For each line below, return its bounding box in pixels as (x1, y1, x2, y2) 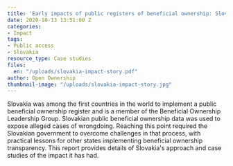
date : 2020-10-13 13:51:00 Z (7, 17, 92, 24)
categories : (7, 23, 42, 30)
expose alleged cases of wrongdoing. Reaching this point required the (7, 122, 208, 130)
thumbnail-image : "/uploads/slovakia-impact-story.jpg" (7, 81, 172, 88)
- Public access (7, 42, 54, 49)
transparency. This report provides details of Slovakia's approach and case (7, 144, 222, 152)
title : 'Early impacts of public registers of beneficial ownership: (7, 10, 213, 17)
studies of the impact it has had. (7, 151, 99, 160)
